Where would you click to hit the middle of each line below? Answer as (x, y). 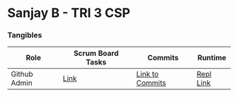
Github (22, 74)
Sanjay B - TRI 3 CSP (69, 13)
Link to (148, 74)
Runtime (212, 58)
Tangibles (25, 35)
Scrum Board (96, 53)
